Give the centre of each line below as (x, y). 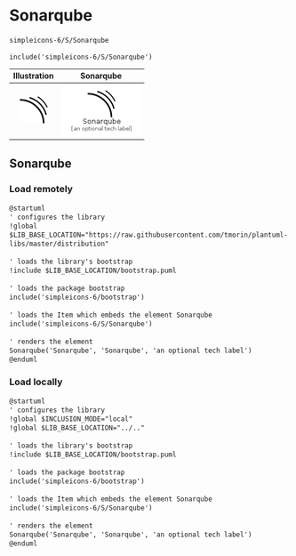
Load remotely (41, 189)
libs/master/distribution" (59, 244)
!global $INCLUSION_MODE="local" (71, 419)
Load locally (36, 382)
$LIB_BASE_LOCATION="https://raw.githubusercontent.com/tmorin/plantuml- (149, 235)
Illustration (34, 76)
